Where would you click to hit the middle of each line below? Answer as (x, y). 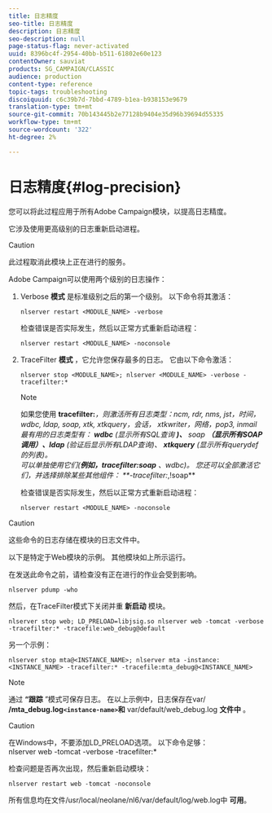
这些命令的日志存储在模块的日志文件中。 (76, 539)
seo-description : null (47, 39)
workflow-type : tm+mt (45, 122)
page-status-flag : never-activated (69, 46)
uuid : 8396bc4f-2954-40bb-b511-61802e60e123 (85, 54)
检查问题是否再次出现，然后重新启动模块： (80, 768)
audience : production (45, 77)
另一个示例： (30, 644)
